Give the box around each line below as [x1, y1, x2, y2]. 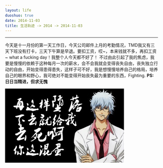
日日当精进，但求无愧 [5, 79, 48, 84]
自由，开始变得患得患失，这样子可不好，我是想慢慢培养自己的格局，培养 [13, 67, 158, 72]
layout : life [5, 8, 32, 13]
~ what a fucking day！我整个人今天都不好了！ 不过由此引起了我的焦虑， [5, 54, 150, 60]
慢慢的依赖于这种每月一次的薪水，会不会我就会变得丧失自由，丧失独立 [13, 61, 154, 67]
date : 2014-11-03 [5, 18, 40, 23]
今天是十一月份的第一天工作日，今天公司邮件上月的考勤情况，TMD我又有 [5, 42, 151, 48]
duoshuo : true [5, 13, 34, 18]
